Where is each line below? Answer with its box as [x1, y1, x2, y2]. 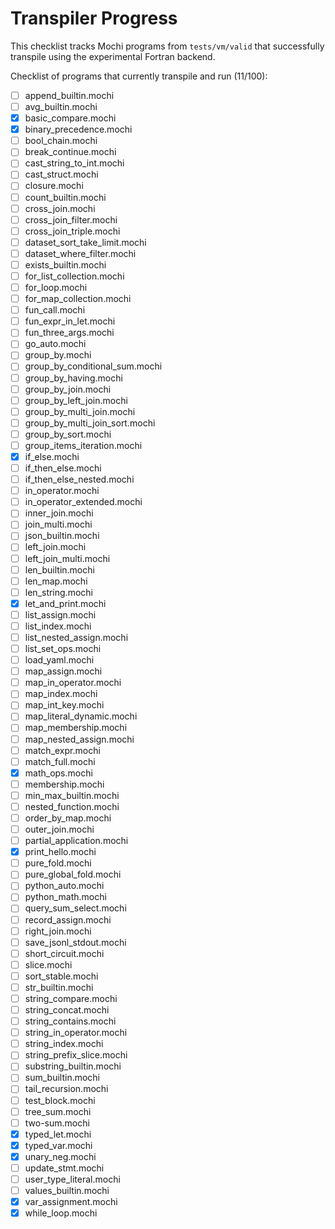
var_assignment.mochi [24, 1196, 118, 1208]
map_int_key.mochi [24, 699, 105, 711]
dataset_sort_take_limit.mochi [24, 236, 147, 248]
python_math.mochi [24, 891, 107, 903]
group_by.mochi [24, 349, 92, 361]
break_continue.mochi [24, 146, 117, 158]
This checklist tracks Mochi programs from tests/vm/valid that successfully [10, 40, 325, 52]
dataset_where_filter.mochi [24, 247, 137, 259]
